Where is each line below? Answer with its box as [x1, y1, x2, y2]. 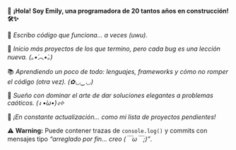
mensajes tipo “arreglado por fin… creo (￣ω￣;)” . [7, 135, 153, 143]
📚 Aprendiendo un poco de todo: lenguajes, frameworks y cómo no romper [7, 68, 228, 75]
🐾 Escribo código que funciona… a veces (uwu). [7, 31, 148, 39]
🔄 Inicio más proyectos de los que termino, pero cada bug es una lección [7, 44, 221, 53]
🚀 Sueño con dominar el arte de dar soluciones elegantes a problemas [7, 92, 213, 99]
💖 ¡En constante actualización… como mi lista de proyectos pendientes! [7, 113, 216, 121]
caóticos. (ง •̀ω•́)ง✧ [7, 99, 65, 107]
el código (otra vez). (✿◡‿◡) [7, 77, 94, 86]
